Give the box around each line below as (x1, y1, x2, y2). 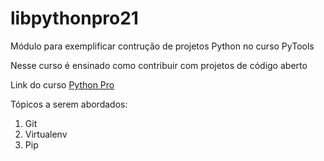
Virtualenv (24, 128, 68, 140)
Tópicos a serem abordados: (10, 98, 128, 110)
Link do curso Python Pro (10, 78, 115, 91)
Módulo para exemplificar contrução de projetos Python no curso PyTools (10, 40, 315, 52)
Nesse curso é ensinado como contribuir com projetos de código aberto (10, 59, 308, 71)
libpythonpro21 (10, 7, 139, 30)
